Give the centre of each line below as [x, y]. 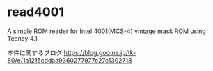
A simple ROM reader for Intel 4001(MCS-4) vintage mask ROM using [107, 31]
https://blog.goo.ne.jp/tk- [100, 52]
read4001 [36, 12]
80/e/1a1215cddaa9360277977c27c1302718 [70, 60]
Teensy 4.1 [22, 38]
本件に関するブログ [35, 52]
